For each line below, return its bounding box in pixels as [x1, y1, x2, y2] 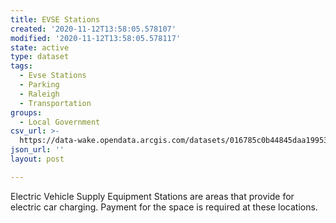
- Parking [19, 80, 60, 90]
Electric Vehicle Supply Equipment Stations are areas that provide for [10, 190, 295, 202]
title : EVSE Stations [10, 14, 101, 25]
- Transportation [19, 98, 92, 108]
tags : [10, 61, 33, 71]
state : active [10, 42, 70, 53]
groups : [10, 107, 43, 118]
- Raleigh [19, 89, 60, 99]
